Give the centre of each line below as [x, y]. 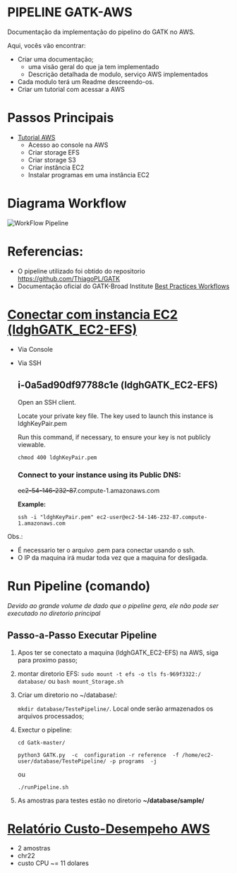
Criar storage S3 [52, 160]
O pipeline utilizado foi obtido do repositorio [81, 271]
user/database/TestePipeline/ [62, 761]
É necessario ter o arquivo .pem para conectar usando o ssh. [106, 550]
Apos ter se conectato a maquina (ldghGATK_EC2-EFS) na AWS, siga [118, 652]
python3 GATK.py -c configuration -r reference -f [98, 755]
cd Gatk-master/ [41, 742]
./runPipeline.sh [43, 787]
